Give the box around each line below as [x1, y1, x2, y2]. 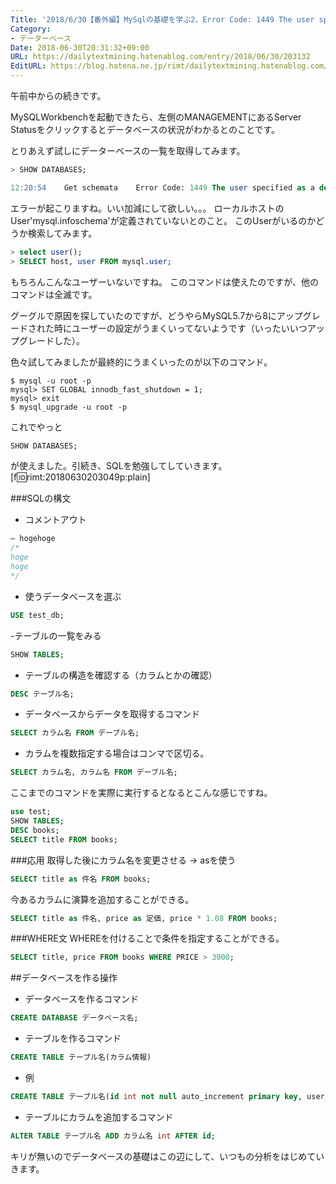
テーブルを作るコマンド [24, 1032, 122, 1045]
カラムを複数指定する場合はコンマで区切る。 [24, 747, 210, 760]
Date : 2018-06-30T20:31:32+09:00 [10, 42, 150, 53]
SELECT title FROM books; [10, 834, 118, 845]
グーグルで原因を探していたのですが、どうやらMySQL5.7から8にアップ [10, 309, 303, 321]
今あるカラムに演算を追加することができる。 [10, 893, 195, 905]
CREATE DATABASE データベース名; [10, 1013, 139, 1023]
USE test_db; [10, 610, 65, 620]
